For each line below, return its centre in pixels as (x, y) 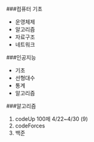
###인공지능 (21, 57)
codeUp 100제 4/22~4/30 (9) (51, 119)
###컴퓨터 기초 (24, 9)
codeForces (30, 126)
